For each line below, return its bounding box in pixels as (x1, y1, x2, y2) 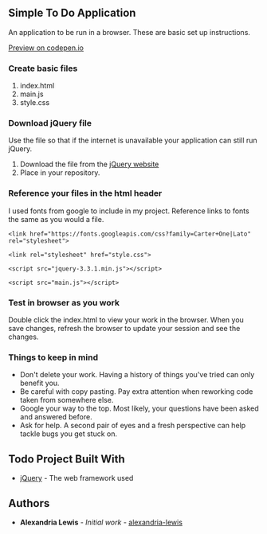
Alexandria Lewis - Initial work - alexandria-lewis (19, 517, 183, 527)
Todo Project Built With (8, 452, 125, 466)
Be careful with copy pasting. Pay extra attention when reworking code (19, 387, 253, 396)
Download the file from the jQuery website (19, 159, 159, 170)
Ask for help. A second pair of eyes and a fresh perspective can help (19, 421, 246, 431)
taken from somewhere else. (19, 396, 114, 405)
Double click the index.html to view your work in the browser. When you (8, 315, 245, 325)
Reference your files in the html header (8, 188, 163, 199)
